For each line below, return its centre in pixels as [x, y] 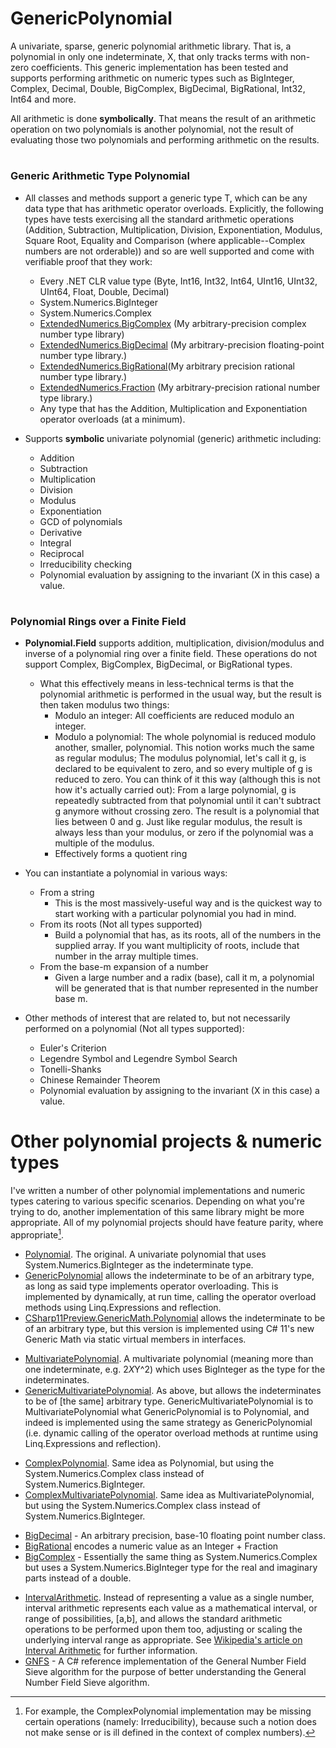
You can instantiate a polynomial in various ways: [126, 873]
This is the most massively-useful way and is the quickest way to [188, 903]
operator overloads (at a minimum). [112, 419]
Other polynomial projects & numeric [166, 1141]
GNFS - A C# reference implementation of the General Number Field [165, 1661]
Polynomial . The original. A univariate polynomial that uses [145, 1254]
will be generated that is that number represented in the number [186, 988]
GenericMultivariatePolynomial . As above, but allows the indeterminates [173, 1390]
